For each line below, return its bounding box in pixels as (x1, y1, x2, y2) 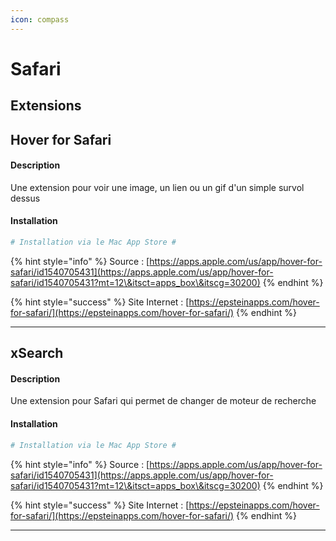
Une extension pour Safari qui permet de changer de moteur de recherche (10, 395, 317, 407)
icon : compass (10, 14, 70, 25)
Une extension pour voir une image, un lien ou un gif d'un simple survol (10, 181, 305, 193)
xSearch (10, 345, 64, 362)
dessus (10, 192, 41, 204)
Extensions (10, 97, 82, 115)
